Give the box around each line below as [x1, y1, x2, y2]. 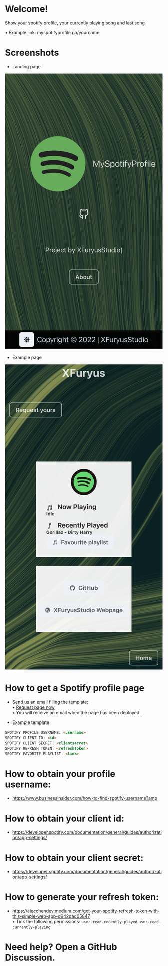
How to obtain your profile [5, 768, 116, 779]
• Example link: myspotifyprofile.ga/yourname [5, 29, 100, 35]
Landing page [12, 63, 41, 69]
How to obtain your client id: [5, 813, 125, 824]
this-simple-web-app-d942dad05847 [12, 913, 90, 919]
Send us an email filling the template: [12, 699, 89, 705]
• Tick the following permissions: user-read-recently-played [12, 919, 138, 925]
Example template [12, 719, 50, 726]
